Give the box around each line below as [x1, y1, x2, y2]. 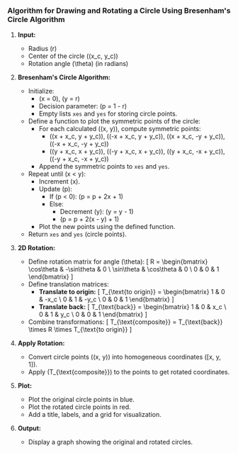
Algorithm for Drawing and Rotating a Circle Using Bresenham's [7, 6, 231, 16]
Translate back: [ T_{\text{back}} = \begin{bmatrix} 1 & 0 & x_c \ [38, 303, 227, 311]
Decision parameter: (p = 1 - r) [38, 102, 127, 111]
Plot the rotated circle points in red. [28, 403, 131, 411]
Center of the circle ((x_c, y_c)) [28, 52, 118, 60]
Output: [17, 424, 41, 432]
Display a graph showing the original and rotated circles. [28, 438, 193, 447]
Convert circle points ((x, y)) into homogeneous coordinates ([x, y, [28, 353, 222, 362]
